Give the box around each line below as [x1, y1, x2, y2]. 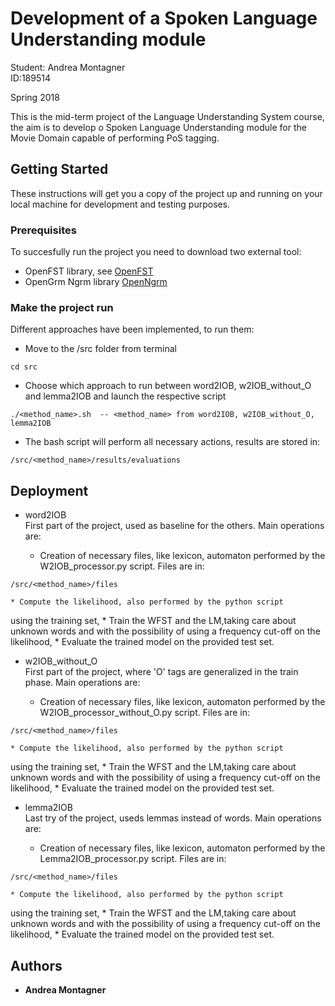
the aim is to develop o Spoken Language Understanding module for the [10, 121, 307, 133]
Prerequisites [10, 223, 77, 237]
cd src [10, 362, 38, 372]
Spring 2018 [10, 91, 60, 103]
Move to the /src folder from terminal [24, 343, 177, 355]
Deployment [10, 482, 89, 499]
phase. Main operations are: [24, 677, 141, 689]
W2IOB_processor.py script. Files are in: [39, 560, 205, 572]
